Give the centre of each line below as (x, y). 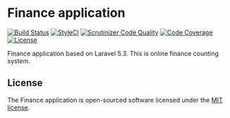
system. (19, 60)
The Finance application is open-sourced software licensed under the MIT (115, 100)
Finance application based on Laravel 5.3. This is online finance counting (113, 53)
